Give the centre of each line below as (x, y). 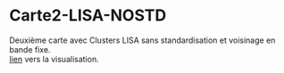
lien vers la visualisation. (54, 59)
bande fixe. (30, 49)
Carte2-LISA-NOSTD (88, 16)
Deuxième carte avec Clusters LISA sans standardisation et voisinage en (142, 40)
